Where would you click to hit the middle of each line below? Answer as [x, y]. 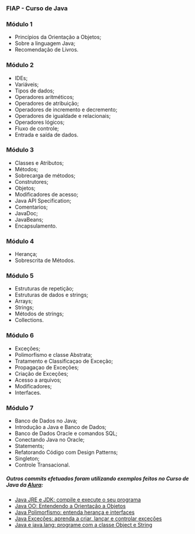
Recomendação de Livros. [46, 50]
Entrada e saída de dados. [46, 135]
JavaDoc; [26, 213]
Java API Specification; [43, 200]
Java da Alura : [25, 485]
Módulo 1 [19, 24]
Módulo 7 [20, 408]
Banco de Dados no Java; [46, 421]
